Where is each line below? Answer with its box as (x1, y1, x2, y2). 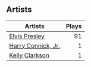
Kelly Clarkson (9, 51, 49, 59)
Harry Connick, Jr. (9, 41, 61, 49)
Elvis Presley (9, 32, 45, 40)
